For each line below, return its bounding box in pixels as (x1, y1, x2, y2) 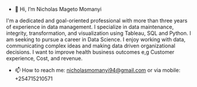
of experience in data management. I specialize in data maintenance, (6, 24, 174, 30)
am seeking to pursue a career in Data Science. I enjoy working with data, (6, 36, 186, 43)
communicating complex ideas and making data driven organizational (6, 42, 176, 49)
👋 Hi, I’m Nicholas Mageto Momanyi (14, 6, 102, 12)
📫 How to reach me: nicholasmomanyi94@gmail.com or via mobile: (14, 67, 180, 73)
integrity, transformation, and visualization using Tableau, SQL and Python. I (6, 30, 191, 37)
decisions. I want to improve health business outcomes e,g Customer (6, 49, 175, 56)
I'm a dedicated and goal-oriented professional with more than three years (6, 17, 188, 24)
